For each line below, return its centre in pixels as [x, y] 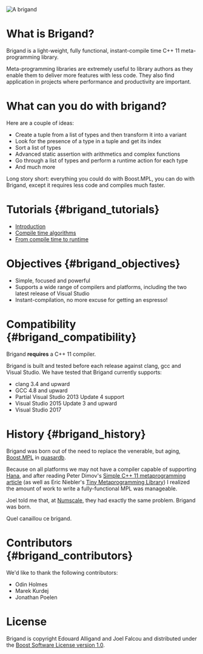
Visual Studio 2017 [38, 410]
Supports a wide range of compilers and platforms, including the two [101, 287]
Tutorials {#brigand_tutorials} [83, 210]
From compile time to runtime [52, 239]
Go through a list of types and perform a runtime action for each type [101, 160]
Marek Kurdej [32, 590]
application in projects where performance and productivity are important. [99, 81]
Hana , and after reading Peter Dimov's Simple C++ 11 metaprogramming [96, 475]
